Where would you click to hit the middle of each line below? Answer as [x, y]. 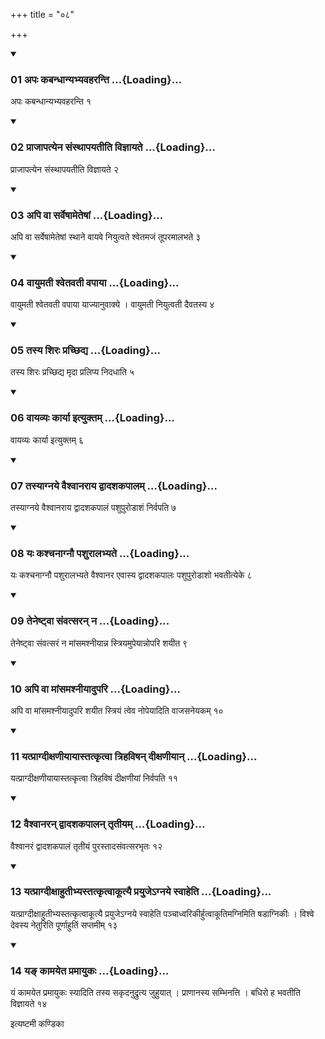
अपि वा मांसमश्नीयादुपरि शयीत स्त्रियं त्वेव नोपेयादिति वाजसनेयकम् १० [117, 710]
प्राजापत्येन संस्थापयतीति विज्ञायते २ [64, 169]
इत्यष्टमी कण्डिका [37, 1024]
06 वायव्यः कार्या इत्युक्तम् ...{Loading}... [92, 418]
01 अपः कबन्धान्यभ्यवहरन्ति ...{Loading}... [96, 79]
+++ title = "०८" [42, 14]
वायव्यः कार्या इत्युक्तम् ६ [47, 440]
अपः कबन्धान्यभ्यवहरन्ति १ [51, 101]
